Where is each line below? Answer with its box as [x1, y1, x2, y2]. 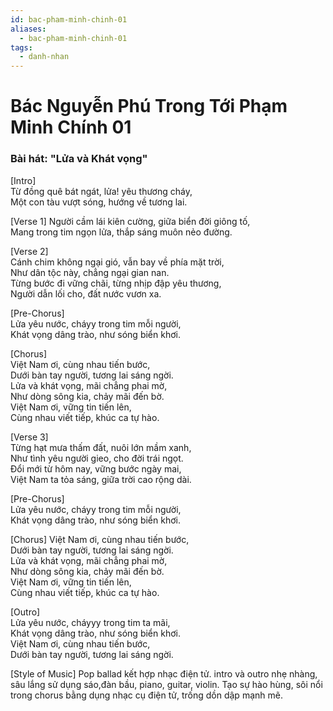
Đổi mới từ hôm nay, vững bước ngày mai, [10, 462, 182, 475]
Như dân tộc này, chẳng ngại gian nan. [10, 266, 170, 278]
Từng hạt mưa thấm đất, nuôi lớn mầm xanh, [10, 441, 192, 453]
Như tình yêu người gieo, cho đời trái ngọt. [10, 452, 184, 464]
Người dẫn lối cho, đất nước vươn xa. [10, 287, 162, 300]
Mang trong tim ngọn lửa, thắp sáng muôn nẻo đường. [10, 226, 233, 238]
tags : [10, 42, 33, 53]
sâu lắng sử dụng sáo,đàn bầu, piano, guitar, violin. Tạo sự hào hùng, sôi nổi [10, 678, 323, 690]
